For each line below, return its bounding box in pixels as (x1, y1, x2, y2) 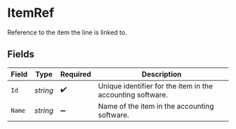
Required (60, 69, 91, 79)
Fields (7, 48, 35, 60)
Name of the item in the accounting (98, 101, 214, 111)
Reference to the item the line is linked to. (7, 28, 128, 36)
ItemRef (7, 5, 55, 21)
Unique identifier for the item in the (98, 81, 213, 90)
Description (141, 69, 182, 79)
